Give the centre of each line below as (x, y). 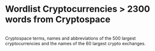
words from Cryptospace (58, 19)
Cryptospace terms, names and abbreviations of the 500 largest (71, 38)
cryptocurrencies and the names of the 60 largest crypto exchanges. (76, 43)
